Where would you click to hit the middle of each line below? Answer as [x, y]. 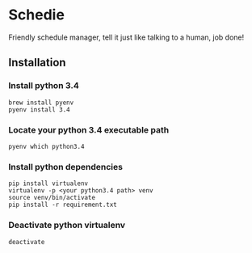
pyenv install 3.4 [39, 110]
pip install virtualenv [48, 183]
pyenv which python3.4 [46, 146]
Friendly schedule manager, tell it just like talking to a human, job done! [126, 37]
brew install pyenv [41, 103]
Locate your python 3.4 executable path [89, 129]
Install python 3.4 [44, 86]
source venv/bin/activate [52, 198]
